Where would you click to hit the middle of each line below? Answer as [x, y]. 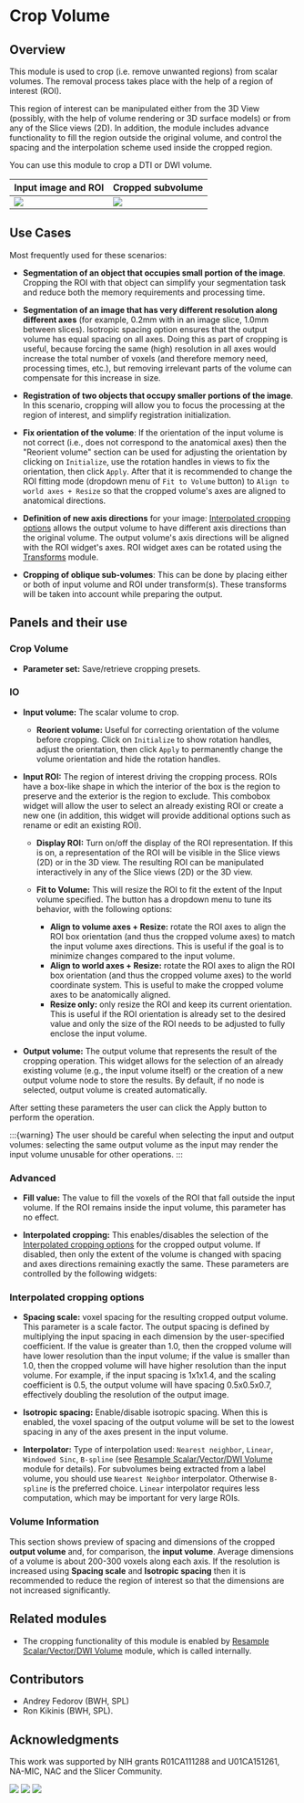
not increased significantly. [60, 1590]
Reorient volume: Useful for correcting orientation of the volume [157, 729]
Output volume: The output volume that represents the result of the [150, 1051]
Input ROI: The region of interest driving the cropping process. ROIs [150, 776]
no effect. [41, 1217]
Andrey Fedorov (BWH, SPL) [76, 1701]
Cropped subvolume [157, 188]
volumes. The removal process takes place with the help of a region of [142, 81]
